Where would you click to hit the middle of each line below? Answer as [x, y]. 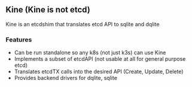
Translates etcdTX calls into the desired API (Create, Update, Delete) [99, 72]
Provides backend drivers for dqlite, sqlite [66, 78]
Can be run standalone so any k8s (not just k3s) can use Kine [90, 52]
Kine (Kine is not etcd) [48, 10]
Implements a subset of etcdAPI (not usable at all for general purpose [100, 59]
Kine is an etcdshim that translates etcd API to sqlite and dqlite [83, 24]
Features [19, 39]
